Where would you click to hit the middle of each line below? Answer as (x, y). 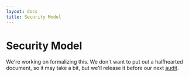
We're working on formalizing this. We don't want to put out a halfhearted (94, 62)
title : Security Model (34, 17)
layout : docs (22, 11)
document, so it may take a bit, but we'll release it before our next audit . (92, 68)
